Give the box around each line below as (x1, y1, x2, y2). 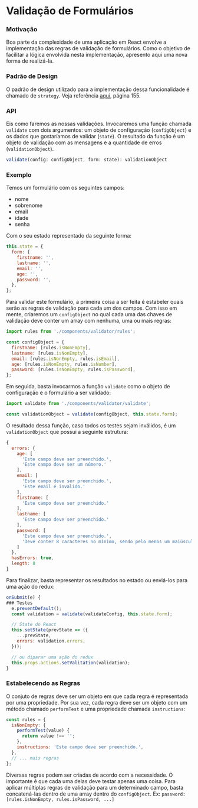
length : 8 (11, 560, 35, 567)
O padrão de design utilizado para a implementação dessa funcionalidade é (6, 86, 190, 93)
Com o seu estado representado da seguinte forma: (6, 232, 131, 239)
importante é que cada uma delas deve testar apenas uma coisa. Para (6, 777, 176, 784)
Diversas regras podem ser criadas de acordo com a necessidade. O (6, 771, 173, 778)
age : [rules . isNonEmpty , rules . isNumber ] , (11, 361, 117, 367)
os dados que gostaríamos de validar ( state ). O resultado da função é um (6, 133, 186, 140)
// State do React (11, 622, 57, 628)
